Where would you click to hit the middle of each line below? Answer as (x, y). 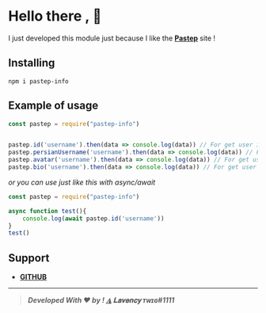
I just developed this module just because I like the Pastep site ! (112, 38)
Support (29, 258)
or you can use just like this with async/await (82, 182)
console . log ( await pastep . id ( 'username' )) (93, 218)
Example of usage (53, 106)
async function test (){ (47, 211)
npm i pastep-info (38, 81)
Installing (32, 63)
